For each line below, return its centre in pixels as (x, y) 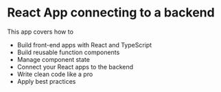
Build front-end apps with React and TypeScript (84, 45)
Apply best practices (46, 81)
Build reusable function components (68, 52)
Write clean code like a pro (55, 74)
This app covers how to (40, 32)
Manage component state (54, 59)
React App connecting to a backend (111, 13)
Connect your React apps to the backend (75, 67)
